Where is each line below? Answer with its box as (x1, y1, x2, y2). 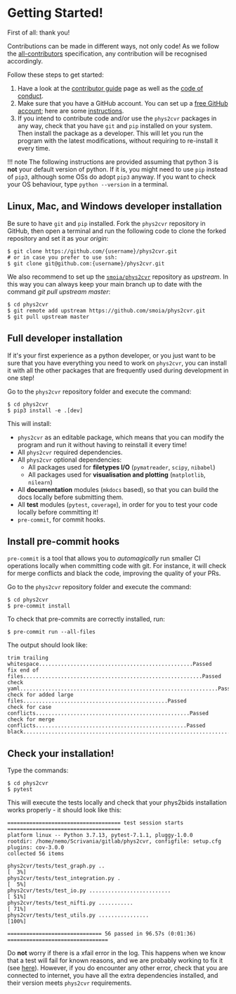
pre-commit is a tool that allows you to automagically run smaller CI (7, 554, 201, 562)
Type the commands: (7, 766, 69, 775)
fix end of (7, 667, 39, 674)
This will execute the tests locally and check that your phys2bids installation (7, 798, 227, 807)
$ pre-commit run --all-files (7, 629, 96, 636)
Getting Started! (7, 5, 103, 21)
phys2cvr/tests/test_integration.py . (7, 875, 121, 882)
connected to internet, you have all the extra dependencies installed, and (7, 971, 218, 980)
